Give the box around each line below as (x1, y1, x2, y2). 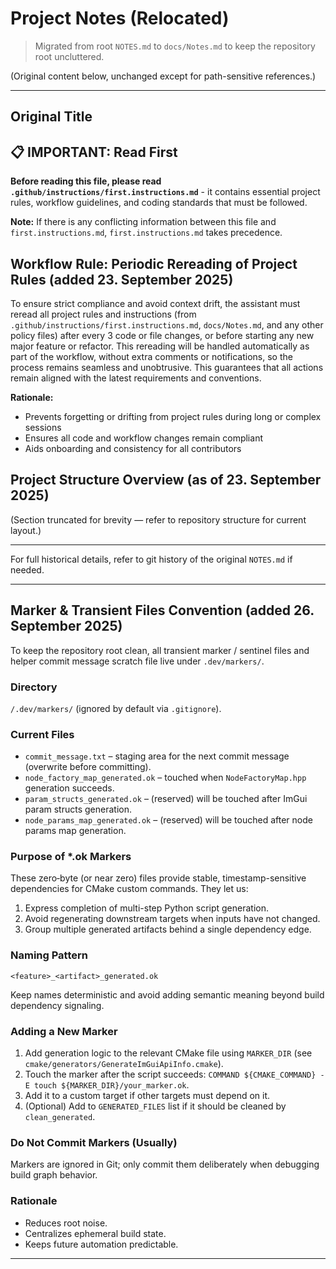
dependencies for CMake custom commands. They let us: (10, 883, 249, 895)
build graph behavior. (10, 1169, 98, 1181)
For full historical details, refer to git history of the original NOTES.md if (10, 553, 293, 565)
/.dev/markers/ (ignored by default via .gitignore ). (10, 702, 222, 714)
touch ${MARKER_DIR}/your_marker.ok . (34, 1079, 190, 1091)
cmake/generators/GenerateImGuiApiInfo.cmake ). (24, 1058, 224, 1070)
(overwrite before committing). (24, 761, 152, 773)
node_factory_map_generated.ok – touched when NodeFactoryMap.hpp (24, 772, 307, 784)
